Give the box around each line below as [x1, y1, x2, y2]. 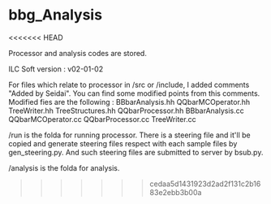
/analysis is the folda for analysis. [8, 163, 120, 172]
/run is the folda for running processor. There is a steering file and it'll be [8, 130, 251, 140]
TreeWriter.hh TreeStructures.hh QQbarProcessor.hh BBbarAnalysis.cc [8, 106, 245, 115]
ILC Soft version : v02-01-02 [8, 63, 104, 74]
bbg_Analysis [8, 6, 103, 24]
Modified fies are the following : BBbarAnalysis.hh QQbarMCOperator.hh [8, 97, 251, 106]
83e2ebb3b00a [149, 187, 202, 197]
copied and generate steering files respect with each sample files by [8, 138, 238, 148]
